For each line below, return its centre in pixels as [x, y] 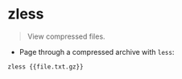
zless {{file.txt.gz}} [45, 67]
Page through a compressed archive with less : [97, 52]
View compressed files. [66, 36]
